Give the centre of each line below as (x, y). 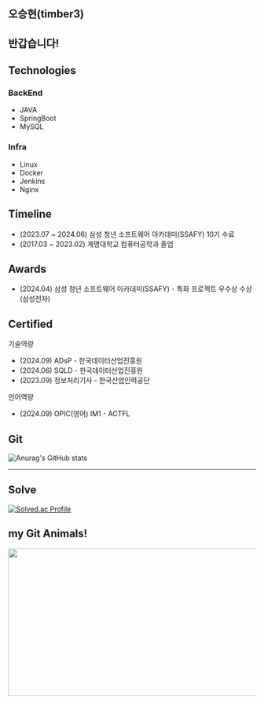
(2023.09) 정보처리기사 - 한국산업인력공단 (85, 381)
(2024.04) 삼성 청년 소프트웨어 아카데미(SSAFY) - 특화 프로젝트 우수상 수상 (136, 289)
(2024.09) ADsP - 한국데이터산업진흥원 (81, 361)
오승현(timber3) (46, 14)
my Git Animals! (48, 534)
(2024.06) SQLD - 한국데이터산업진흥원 (81, 370)
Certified (31, 324)
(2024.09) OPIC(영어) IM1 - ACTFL (75, 414)
